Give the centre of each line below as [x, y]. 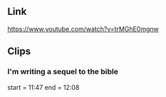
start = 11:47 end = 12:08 [43, 87]
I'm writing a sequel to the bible [63, 72]
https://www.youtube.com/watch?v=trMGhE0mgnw [83, 29]
